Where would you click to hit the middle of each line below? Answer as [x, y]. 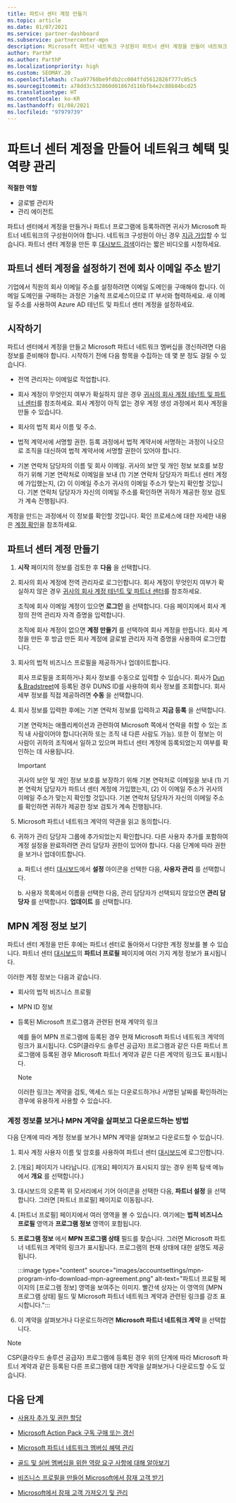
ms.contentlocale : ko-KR [44, 99]
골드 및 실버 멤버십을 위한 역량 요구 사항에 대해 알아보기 [94, 1463]
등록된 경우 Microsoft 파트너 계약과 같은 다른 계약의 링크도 [122, 1054]
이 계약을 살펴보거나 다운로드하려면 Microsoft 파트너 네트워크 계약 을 [112, 1320]
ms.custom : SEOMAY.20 [39, 73]
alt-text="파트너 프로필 [187, 1279]
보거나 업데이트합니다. [55, 854]
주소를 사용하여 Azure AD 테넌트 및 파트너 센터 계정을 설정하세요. [105, 304]
